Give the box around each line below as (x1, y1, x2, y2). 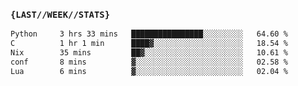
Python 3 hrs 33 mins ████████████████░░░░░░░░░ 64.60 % (10, 29, 288, 39)
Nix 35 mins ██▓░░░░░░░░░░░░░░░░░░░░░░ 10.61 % (10, 48, 288, 58)
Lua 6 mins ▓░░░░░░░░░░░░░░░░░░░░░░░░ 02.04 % (10, 66, 288, 76)
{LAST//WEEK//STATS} (10, 9, 111, 20)
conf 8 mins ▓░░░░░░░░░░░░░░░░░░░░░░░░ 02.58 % (10, 57, 288, 67)
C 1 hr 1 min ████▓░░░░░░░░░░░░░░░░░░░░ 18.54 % (10, 39, 288, 49)
